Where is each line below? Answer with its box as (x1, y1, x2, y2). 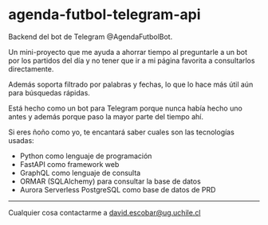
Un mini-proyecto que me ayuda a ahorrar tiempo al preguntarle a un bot (8, 47, 248, 56)
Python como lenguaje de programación (19, 151, 152, 161)
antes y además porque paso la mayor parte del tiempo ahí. (8, 111, 204, 121)
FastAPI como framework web (19, 159, 120, 169)
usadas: (8, 135, 34, 145)
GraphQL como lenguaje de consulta (19, 168, 141, 177)
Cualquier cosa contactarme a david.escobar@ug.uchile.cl (8, 208, 201, 217)
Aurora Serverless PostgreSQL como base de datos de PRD (19, 184, 216, 194)
